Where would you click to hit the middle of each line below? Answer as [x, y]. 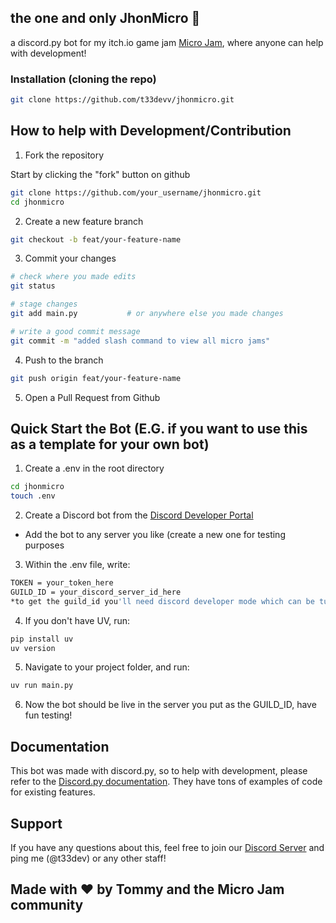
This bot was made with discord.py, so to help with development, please [159, 771]
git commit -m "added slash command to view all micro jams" [140, 341]
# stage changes [44, 304]
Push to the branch [64, 360]
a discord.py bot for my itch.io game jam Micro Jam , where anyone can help [167, 42]
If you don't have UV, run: [77, 620]
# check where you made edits [73, 277]
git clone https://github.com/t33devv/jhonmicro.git [122, 100]
